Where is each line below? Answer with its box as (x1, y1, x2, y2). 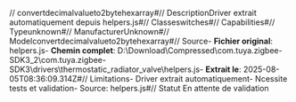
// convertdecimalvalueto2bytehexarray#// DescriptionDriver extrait (9, 8, 257, 18)
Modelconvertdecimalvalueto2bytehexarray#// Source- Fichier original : (9, 35, 274, 46)
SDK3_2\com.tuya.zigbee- (9, 55, 107, 65)
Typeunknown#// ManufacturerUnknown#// (9, 27, 169, 36)
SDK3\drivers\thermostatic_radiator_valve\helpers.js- (9, 64, 204, 75)
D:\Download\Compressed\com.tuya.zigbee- (117, 45, 283, 56)
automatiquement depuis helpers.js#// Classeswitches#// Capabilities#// (9, 17, 275, 27)
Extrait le (204, 64, 239, 75)
